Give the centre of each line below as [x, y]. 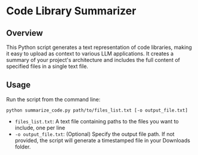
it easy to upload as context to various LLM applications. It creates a [90, 54]
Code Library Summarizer [71, 11]
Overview [25, 33]
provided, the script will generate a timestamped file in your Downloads [103, 140]
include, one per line [40, 128]
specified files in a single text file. [47, 66]
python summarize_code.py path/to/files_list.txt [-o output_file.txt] [97, 110]
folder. [23, 147]
